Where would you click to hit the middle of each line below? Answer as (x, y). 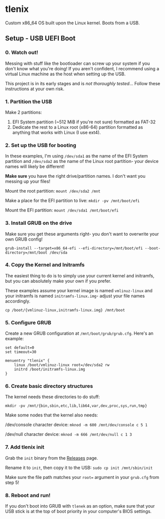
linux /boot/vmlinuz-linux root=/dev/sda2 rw (62, 365)
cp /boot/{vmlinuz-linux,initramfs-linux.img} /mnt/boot (65, 310)
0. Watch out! (22, 52)
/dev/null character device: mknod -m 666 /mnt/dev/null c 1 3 (69, 434)
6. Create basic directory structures (49, 386)
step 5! (12, 482)
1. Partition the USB (29, 102)
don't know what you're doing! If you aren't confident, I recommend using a (82, 68)
